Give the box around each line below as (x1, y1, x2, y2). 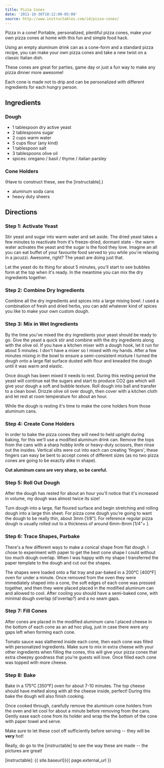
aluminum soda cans (12, 188, 54, 194)
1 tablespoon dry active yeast (12, 125, 72, 130)
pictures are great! (5, 748, 43, 754)
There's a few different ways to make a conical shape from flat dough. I (5, 544, 149, 550)
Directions (5, 208, 38, 216)
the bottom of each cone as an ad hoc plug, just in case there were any (5, 624, 149, 630)
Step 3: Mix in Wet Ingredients (5, 321, 78, 328)
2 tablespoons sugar (12, 129, 54, 135)
